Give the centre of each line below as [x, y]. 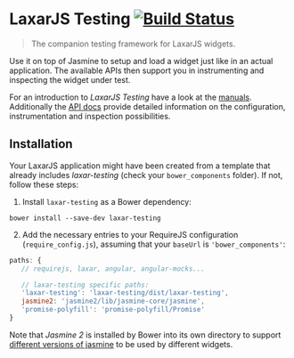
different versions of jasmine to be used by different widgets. [121, 344]
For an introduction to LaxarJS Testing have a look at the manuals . [131, 97]
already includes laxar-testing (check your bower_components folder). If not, [146, 175]
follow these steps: [44, 184]
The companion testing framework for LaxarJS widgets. [133, 44]
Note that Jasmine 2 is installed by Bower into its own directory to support [145, 335]
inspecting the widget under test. [70, 79]
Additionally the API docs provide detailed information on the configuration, [147, 106]
